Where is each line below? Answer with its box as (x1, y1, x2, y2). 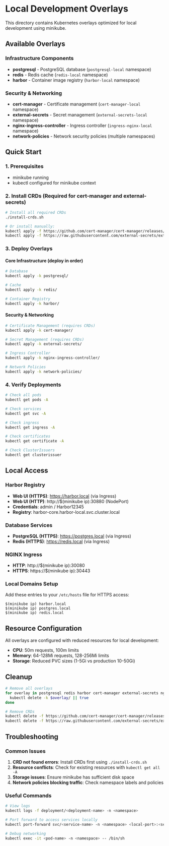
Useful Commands (5, 792, 52, 799)
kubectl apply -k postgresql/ (5, 273, 69, 279)
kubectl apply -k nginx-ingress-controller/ (5, 355, 100, 360)
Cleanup (5, 673, 33, 681)
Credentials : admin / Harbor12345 (12, 504, 84, 510)
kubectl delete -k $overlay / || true (10, 695, 89, 700)
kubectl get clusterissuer (5, 452, 62, 458)
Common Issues (5, 747, 46, 754)
